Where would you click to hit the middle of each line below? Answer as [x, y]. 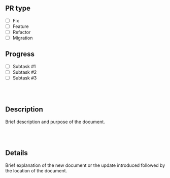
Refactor [22, 32]
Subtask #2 [25, 72]
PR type [18, 8]
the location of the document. [36, 170]
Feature [21, 26]
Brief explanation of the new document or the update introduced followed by [85, 165]
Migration [23, 38]
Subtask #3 [25, 78]
